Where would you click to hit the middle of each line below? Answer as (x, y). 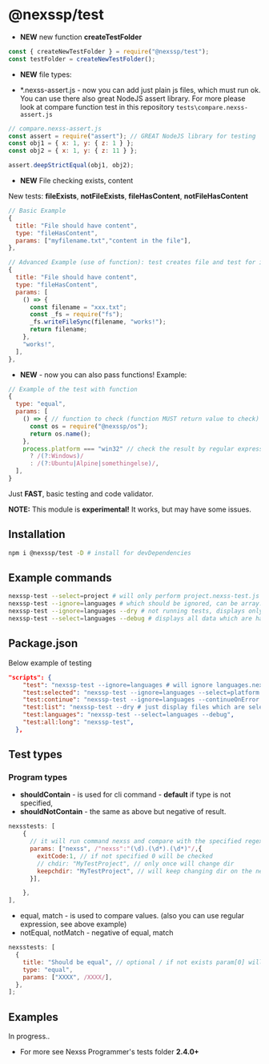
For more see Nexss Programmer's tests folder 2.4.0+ (109, 1052)
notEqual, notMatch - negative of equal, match (96, 933)
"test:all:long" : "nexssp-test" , (78, 722)
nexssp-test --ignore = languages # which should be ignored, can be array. (136, 604)
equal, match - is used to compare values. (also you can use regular (132, 916)
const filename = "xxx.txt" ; (78, 307)
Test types (35, 755)
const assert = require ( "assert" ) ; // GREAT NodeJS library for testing (132, 136)
